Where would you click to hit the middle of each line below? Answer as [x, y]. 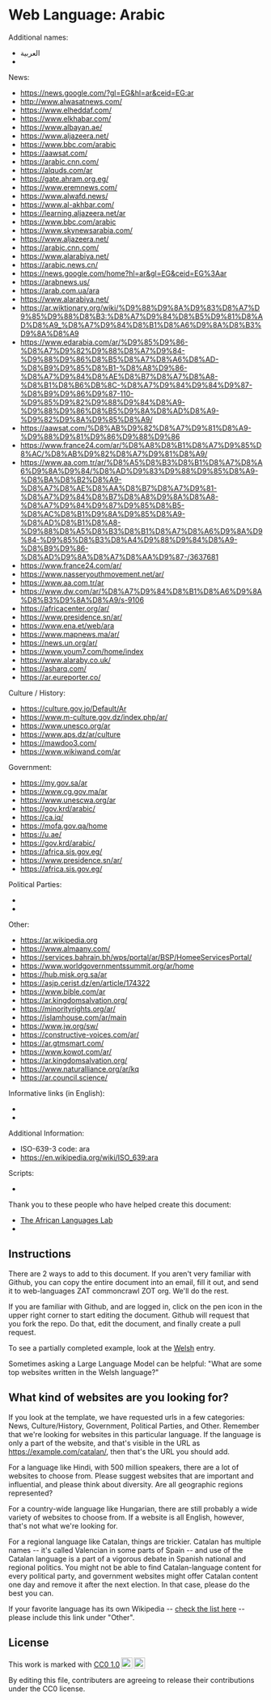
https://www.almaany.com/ [65, 949]
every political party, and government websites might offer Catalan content [133, 1575]
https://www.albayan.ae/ [61, 127]
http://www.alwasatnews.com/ [71, 101]
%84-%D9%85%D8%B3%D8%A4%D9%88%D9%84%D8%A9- [129, 539]
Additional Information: [47, 1133]
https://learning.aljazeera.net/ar [73, 213]
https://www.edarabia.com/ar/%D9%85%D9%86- [104, 342]
